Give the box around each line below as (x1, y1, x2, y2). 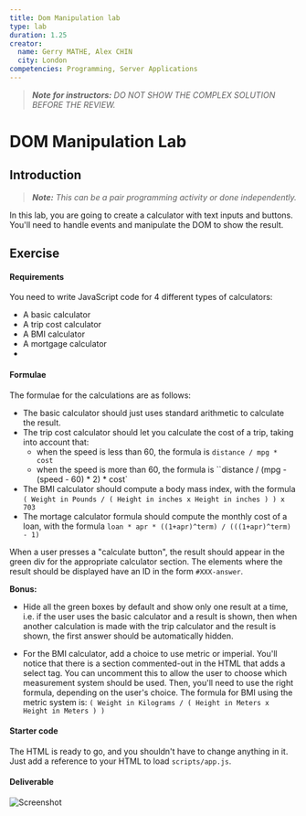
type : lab (9, 22, 47, 31)
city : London (17, 56, 68, 65)
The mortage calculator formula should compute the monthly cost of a (22, 510, 288, 521)
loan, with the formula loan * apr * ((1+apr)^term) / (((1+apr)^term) (22, 521, 291, 531)
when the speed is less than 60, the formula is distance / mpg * (36, 446, 279, 457)
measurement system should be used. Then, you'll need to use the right (22, 677, 294, 688)
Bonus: (9, 583, 37, 595)
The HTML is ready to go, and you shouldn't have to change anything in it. (9, 746, 289, 757)
